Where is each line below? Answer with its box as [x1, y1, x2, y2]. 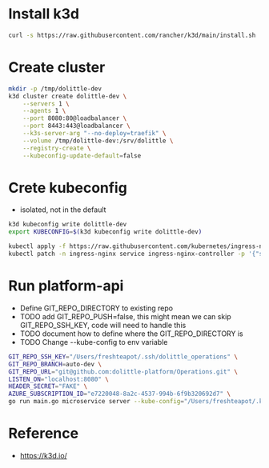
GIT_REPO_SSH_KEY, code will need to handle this [19, 320, 187, 330]
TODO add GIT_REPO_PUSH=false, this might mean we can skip [19, 311, 232, 321]
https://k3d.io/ [19, 450, 68, 460]
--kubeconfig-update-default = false [22, 151, 142, 160]
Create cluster [8, 58, 106, 76]
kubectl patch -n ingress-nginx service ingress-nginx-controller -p [8, 250, 246, 258]
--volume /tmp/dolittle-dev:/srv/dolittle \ [22, 137, 174, 145]
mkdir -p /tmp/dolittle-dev [8, 85, 102, 93]
